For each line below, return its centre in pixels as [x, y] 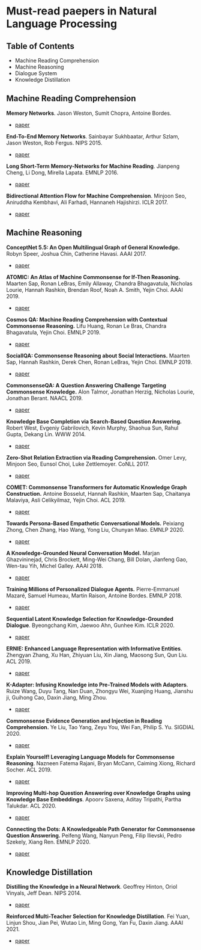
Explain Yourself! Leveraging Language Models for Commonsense [91, 757]
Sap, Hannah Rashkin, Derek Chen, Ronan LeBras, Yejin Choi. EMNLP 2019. [99, 362]
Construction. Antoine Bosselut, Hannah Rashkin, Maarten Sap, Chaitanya [98, 493]
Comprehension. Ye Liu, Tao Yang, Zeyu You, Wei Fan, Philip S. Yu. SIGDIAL [100, 727]
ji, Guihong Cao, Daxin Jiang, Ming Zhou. [57, 697]
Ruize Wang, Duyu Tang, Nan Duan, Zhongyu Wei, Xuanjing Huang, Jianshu [100, 691]
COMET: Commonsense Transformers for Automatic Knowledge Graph [97, 487]
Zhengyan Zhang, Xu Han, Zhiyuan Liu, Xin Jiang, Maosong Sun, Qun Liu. [97, 655]
